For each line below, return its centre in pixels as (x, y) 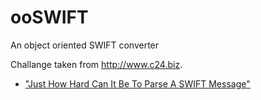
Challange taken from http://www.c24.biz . (96, 64)
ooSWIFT (49, 17)
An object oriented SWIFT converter (85, 45)
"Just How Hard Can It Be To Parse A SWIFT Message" (137, 83)
